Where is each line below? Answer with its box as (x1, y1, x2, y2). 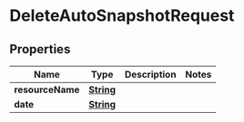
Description (124, 69, 177, 80)
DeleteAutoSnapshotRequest (9, 5, 235, 26)
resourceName (14, 83, 80, 96)
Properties (9, 42, 71, 57)
